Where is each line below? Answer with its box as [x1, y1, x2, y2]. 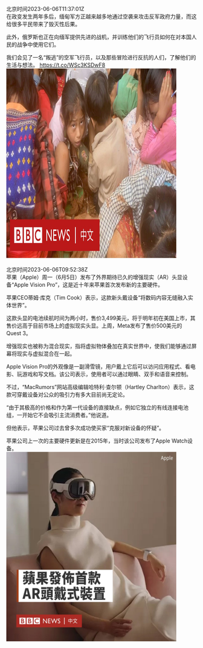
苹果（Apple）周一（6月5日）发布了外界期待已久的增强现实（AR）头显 [6, 273, 183, 281]
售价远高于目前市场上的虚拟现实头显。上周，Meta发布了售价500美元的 [6, 322, 182, 329]
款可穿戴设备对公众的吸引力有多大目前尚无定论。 [6, 391, 128, 398]
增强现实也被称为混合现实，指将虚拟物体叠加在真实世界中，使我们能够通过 [6, 342, 192, 350]
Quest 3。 [6, 330, 31, 336]
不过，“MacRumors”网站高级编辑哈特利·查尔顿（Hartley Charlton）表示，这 [6, 384, 195, 390]
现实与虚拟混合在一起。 [16, 350, 76, 357]
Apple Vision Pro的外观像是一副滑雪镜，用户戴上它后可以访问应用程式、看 [6, 363, 191, 370]
